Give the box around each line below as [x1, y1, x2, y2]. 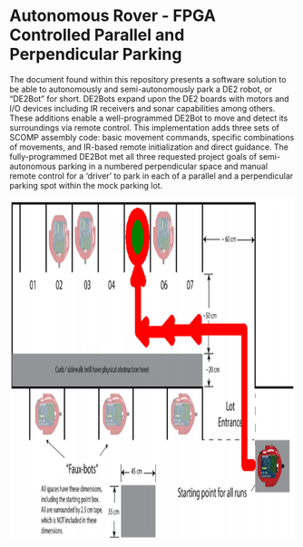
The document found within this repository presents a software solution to [9, 73, 287, 84]
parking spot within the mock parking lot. [9, 180, 163, 190]
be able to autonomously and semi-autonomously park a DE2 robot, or [9, 83, 273, 94]
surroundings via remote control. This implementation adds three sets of [9, 122, 279, 132]
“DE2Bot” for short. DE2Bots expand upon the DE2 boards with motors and [9, 93, 289, 104]
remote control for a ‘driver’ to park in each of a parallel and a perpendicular [9, 170, 294, 181]
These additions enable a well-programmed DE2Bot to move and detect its [9, 112, 288, 123]
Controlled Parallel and [9, 24, 185, 45]
